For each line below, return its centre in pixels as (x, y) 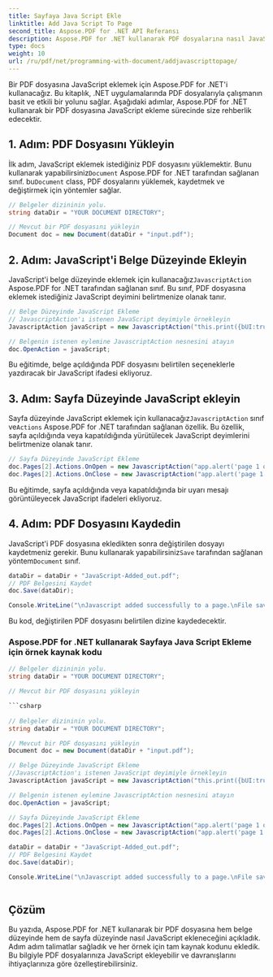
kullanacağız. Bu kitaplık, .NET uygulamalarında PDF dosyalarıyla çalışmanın (135, 93)
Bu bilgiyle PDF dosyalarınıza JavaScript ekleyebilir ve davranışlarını (122, 955)
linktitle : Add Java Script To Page (70, 24)
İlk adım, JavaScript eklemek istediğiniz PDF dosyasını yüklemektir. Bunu (130, 164)
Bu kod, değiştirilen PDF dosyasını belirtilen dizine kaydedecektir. (117, 621)
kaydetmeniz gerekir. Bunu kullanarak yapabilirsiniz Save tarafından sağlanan (136, 552)
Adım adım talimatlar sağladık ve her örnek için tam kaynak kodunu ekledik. (134, 947)
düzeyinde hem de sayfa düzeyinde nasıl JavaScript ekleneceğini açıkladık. (134, 938)
